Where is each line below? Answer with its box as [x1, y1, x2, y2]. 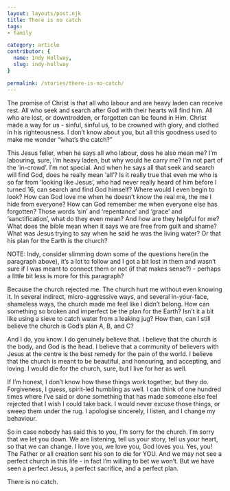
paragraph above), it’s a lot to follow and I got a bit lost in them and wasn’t [7, 257, 216, 265]
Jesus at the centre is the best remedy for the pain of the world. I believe [7, 349, 213, 358]
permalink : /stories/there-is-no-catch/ [7, 80, 125, 87]
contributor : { [7, 48, 51, 55]
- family [7, 29, 32, 36]
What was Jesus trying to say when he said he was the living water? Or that [7, 229, 221, 238]
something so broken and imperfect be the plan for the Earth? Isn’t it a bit [7, 307, 214, 315]
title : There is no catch [7, 17, 81, 23]
